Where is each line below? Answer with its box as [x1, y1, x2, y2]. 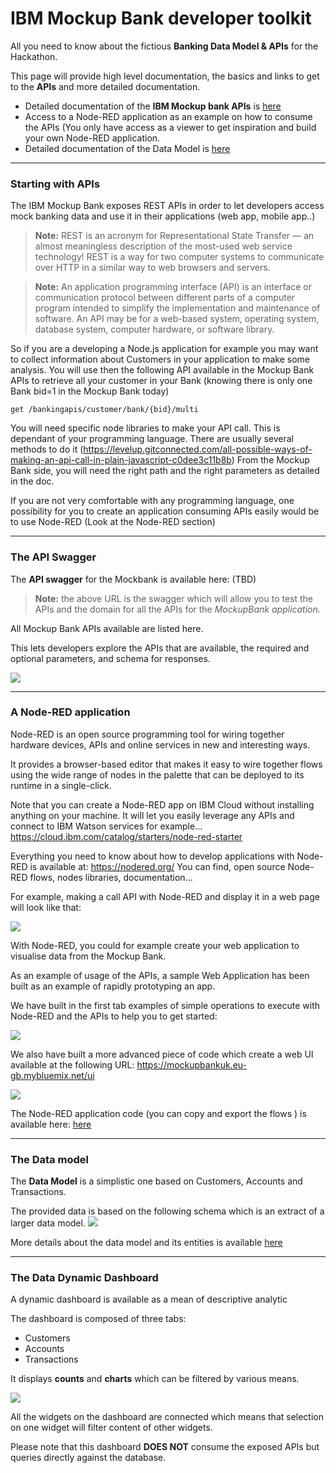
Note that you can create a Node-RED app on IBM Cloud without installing [10, 798, 315, 811]
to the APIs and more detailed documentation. [10, 80, 201, 92]
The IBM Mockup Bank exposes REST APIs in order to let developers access [10, 200, 325, 212]
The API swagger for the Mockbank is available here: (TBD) [10, 573, 257, 585]
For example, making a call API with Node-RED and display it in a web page [10, 890, 320, 902]
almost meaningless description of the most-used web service [34, 240, 293, 252]
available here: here [10, 1118, 92, 1130]
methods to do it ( [10, 443, 84, 456]
